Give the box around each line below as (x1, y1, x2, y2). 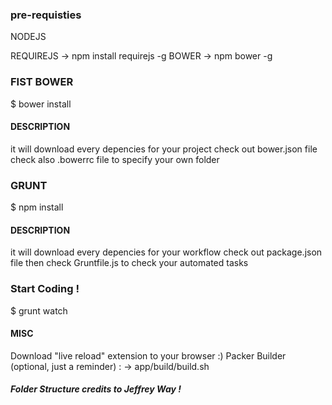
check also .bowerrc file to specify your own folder (10, 153, 220, 165)
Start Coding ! (10, 282, 80, 296)
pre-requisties (10, 8, 82, 22)
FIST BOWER (10, 75, 74, 89)
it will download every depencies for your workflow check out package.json (10, 246, 323, 258)
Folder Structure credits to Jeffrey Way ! (10, 383, 182, 395)
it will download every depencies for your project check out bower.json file (10, 143, 318, 155)
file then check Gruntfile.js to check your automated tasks (10, 257, 249, 269)
